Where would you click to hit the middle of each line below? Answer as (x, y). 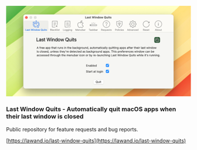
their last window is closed (45, 117)
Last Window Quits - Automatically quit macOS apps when (91, 109)
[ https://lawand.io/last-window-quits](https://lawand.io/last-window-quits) (96, 141)
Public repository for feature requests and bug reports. (72, 129)
